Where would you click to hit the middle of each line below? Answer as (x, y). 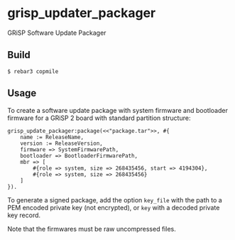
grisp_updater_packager (82, 13)
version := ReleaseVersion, (61, 143)
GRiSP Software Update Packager (57, 33)
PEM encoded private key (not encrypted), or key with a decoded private (114, 207)
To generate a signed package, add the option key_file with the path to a (115, 200)
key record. (24, 215)
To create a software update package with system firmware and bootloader (118, 110)
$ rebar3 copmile (33, 71)
